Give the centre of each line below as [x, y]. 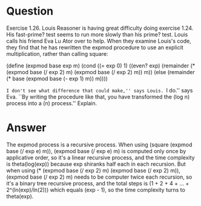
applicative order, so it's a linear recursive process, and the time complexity [100, 157]
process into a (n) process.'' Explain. [52, 103]
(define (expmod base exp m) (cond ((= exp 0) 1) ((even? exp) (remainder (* [101, 66]
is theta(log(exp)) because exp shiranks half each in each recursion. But [96, 164]
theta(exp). [20, 196]
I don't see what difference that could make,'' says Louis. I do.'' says [100, 90]
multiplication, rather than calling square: [57, 53]
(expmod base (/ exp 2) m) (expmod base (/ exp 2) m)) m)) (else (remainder [101, 72]
